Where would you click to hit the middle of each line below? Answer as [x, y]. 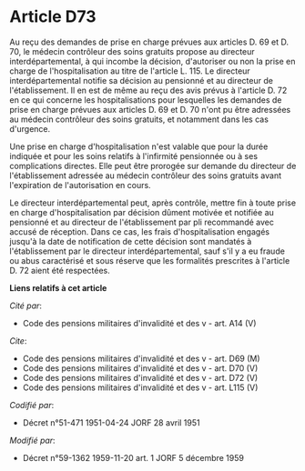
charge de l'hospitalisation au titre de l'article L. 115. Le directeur [130, 71]
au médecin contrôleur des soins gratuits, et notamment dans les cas [139, 119]
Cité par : [26, 306]
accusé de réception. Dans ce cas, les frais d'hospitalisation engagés [140, 231]
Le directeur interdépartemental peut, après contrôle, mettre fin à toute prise [153, 203]
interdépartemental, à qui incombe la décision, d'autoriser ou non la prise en [152, 61]
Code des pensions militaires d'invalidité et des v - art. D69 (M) [142, 358]
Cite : [18, 341]
